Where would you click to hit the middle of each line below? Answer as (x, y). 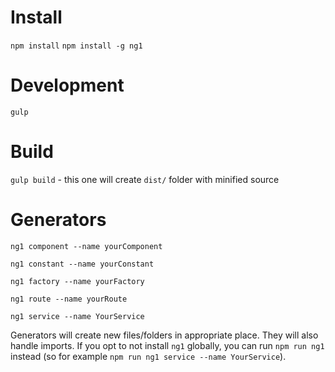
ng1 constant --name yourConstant (82, 264)
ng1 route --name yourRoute (69, 299)
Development (67, 85)
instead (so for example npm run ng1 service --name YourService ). (148, 356)
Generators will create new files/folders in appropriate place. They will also (164, 335)
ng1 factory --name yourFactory (77, 281)
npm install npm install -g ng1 (76, 46)
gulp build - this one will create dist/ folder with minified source (145, 179)
